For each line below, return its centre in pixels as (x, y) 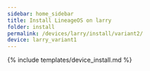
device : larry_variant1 (42, 40)
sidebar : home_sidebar (40, 14)
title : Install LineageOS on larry (60, 20)
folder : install (31, 27)
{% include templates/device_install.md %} (70, 60)
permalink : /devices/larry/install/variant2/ (75, 33)
